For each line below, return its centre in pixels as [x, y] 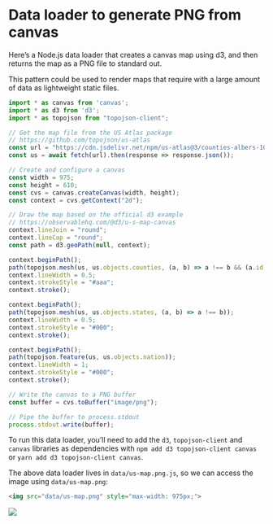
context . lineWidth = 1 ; [49, 365]
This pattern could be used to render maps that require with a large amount [134, 79]
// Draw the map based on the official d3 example [96, 215]
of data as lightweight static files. [64, 88]
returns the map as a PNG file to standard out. [85, 63]
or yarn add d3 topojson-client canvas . [76, 457]
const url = [28, 148]
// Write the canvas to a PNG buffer [72, 395]
